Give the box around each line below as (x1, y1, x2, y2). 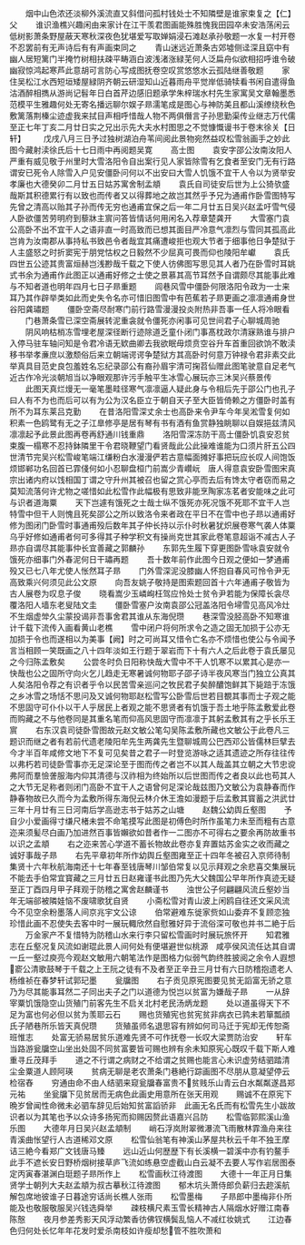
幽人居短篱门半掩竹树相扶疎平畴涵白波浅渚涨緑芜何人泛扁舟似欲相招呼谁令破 (9, 54, 296, 64)
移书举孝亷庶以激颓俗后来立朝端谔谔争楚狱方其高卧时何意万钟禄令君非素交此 (9, 349, 296, 359)
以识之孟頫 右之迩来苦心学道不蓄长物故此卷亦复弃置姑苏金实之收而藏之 (9, 838, 290, 849)
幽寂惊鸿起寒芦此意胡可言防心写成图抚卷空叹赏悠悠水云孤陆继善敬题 (9, 65, 264, 76)
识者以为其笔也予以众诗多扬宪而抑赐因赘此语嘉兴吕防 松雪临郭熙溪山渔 (9, 1111, 290, 1122)
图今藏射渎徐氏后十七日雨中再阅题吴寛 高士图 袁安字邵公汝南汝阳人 (9, 145, 292, 155)
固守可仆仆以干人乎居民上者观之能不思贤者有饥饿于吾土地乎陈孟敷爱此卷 (25, 702, 296, 713)
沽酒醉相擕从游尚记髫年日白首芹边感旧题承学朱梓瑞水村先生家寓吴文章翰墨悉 (9, 87, 296, 98)
